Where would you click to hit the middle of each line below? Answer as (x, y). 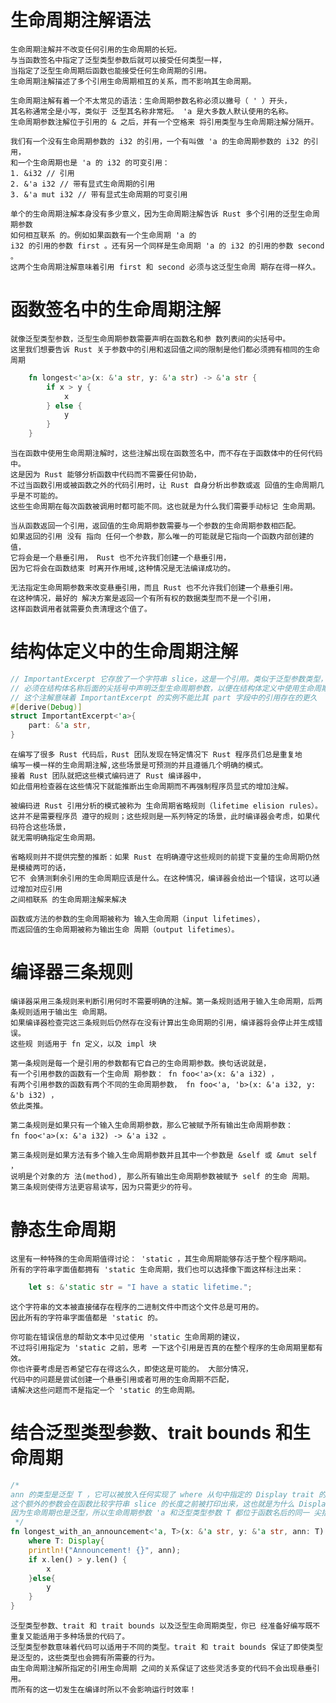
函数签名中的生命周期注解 (116, 310)
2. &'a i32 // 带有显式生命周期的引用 (83, 184)
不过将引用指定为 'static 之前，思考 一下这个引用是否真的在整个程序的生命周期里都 (163, 1347)
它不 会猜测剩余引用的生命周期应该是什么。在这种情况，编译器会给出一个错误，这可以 (161, 879)
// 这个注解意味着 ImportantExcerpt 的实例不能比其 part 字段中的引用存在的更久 (164, 697)
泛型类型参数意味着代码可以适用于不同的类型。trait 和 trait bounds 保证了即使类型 (166, 1647)
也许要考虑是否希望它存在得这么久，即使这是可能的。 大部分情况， (135, 1369)
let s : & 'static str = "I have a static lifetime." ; (140, 1287)
